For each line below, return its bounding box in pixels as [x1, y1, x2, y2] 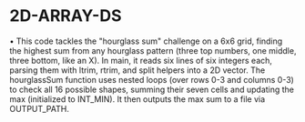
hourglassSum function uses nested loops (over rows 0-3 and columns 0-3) [9, 74, 294, 85]
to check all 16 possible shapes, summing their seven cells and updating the [9, 84, 294, 95]
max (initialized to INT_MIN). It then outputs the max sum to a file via [9, 93, 266, 105]
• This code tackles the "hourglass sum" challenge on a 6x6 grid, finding [9, 36, 283, 46]
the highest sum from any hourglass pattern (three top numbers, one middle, [9, 45, 297, 56]
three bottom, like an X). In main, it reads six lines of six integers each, [9, 55, 273, 66]
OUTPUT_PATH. [9, 103, 70, 114]
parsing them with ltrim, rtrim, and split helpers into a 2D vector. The [9, 65, 266, 76]
